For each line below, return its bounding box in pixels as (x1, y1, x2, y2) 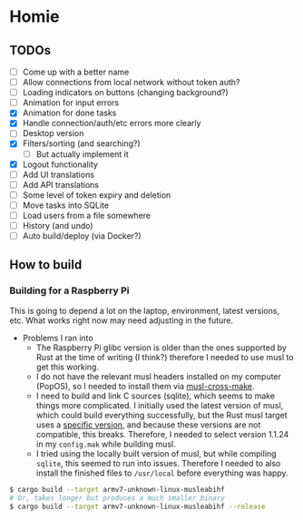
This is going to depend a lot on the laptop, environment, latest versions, (9, 305, 279, 316)
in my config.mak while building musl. (35, 438, 176, 449)
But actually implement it (35, 148, 129, 160)
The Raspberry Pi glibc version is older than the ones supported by (35, 342, 288, 353)
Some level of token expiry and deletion (22, 189, 171, 201)
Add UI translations (22, 169, 95, 180)
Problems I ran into (22, 332, 93, 343)
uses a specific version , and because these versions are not (35, 419, 261, 430)
